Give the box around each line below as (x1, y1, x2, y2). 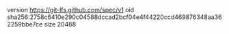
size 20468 (44, 20, 77, 28)
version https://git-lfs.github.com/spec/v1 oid (7, 6, 135, 14)
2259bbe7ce (7, 20, 43, 28)
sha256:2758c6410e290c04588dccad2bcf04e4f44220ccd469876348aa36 (7, 13, 222, 21)
